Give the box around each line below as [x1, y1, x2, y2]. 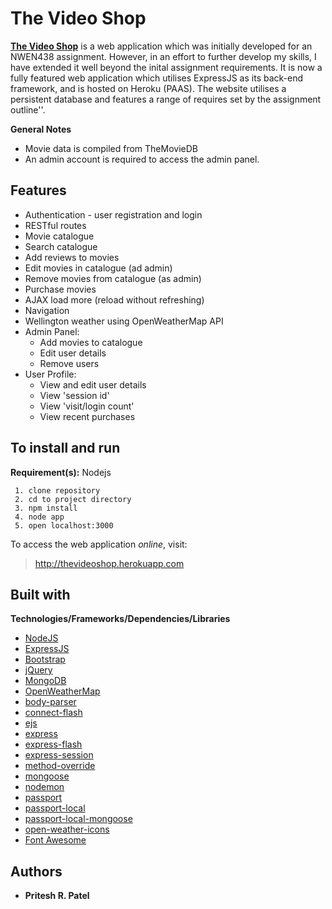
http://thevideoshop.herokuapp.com [34, 557, 185, 569]
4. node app [14, 512, 65, 522]
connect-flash [24, 707, 83, 719]
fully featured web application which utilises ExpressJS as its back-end [10, 72, 304, 84]
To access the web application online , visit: [10, 538, 188, 550]
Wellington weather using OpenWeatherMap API [24, 315, 224, 327]
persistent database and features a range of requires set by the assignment [10, 93, 322, 105]
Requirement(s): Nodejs [10, 466, 112, 478]
